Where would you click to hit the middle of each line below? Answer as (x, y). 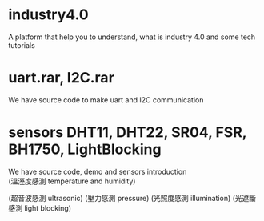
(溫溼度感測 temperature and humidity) (72, 181)
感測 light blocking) (40, 208)
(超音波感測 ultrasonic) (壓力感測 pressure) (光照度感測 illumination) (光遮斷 (132, 198)
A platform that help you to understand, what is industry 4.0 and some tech (132, 37)
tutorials (22, 45)
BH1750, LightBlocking (85, 149)
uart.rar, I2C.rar (61, 78)
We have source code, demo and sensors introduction (98, 171)
